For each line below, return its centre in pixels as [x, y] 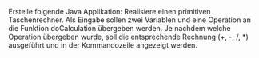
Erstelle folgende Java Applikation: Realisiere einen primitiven [110, 12]
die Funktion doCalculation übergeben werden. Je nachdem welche [120, 28]
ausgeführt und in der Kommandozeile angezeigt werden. [103, 45]
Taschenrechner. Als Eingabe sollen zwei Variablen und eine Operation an [130, 20]
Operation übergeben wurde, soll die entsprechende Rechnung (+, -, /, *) [129, 37]
